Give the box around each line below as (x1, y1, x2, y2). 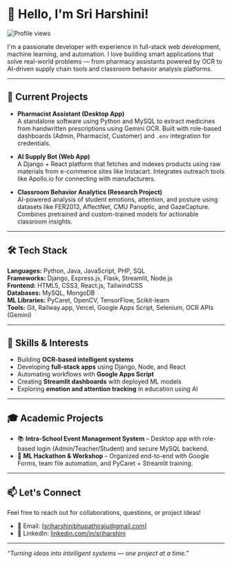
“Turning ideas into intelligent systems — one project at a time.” (7, 549, 189, 557)
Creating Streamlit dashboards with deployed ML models (17, 377, 182, 386)
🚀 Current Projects (7, 91, 88, 103)
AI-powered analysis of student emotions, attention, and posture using (17, 195, 218, 203)
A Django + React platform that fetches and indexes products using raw (17, 159, 221, 168)
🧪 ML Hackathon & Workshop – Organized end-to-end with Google (17, 452, 209, 460)
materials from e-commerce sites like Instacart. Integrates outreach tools (17, 167, 225, 175)
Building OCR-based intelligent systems (17, 356, 134, 364)
